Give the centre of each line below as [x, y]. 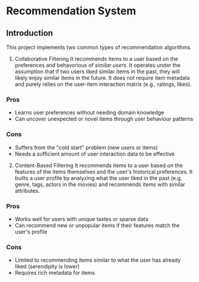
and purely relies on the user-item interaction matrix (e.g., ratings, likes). [103, 84]
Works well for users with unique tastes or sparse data [81, 219]
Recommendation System [71, 11]
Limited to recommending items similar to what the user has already [98, 260]
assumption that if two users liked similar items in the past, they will [97, 72]
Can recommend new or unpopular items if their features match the [97, 225]
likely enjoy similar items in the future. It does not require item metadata [102, 78]
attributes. [27, 190]
